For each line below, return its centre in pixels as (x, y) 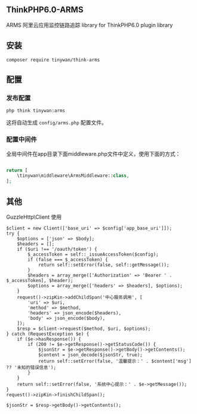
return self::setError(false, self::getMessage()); (104, 265)
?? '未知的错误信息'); (31, 368)
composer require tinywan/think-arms (53, 60)
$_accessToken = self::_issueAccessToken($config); (93, 254)
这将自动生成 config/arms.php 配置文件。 (57, 122)
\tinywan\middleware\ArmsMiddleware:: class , (73, 176)
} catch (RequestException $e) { (48, 334)
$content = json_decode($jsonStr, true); (90, 355)
